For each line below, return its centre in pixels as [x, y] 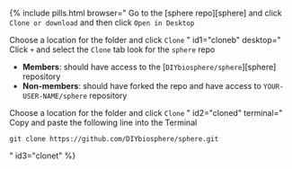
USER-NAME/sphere [55, 96]
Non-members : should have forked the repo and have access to [142, 86]
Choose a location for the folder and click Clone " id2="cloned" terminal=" [146, 113]
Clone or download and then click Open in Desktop [102, 22]
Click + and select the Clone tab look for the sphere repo [112, 49]
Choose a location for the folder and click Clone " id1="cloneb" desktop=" [145, 40]
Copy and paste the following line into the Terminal [103, 122]
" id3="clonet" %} [43, 156]
